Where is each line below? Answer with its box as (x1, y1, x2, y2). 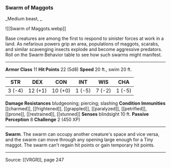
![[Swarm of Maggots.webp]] (5, 26, 66, 32)
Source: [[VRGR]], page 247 (5, 157, 64, 163)
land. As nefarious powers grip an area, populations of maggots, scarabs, (5, 41, 159, 47)
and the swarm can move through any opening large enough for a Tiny (5, 137, 154, 143)
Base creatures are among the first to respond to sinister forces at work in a (5, 35, 164, 42)
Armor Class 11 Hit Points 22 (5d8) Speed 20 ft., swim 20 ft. (5, 66, 132, 73)
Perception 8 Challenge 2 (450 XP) (5, 116, 80, 123)
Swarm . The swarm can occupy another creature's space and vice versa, (5, 131, 160, 137)
